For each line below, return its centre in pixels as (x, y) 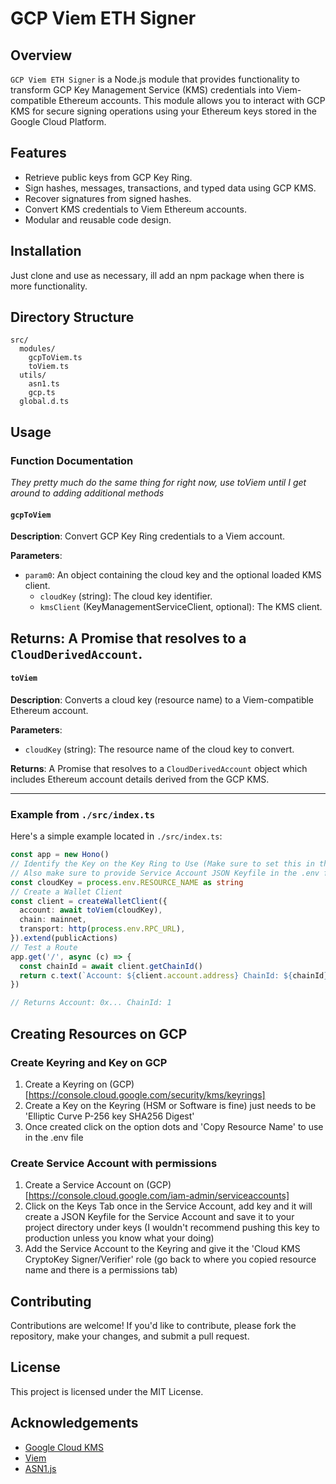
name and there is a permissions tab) (101, 1270)
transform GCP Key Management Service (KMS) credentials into (142, 90)
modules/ (37, 349)
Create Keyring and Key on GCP (89, 1062)
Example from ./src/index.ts (83, 814)
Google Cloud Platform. (58, 121)
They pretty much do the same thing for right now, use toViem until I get (158, 483)
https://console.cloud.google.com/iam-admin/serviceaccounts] (159, 1196)
